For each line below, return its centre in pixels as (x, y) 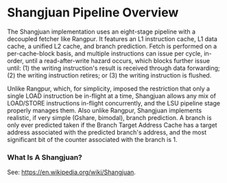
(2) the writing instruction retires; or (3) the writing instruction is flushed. (109, 75)
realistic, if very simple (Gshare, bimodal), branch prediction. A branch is (109, 117)
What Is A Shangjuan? (45, 157)
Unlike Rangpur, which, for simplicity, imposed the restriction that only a (109, 88)
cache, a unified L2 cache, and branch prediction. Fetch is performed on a (112, 46)
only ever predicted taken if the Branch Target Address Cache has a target (112, 125)
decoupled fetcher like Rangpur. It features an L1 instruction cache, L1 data (112, 38)
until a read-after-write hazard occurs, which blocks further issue (118, 60)
